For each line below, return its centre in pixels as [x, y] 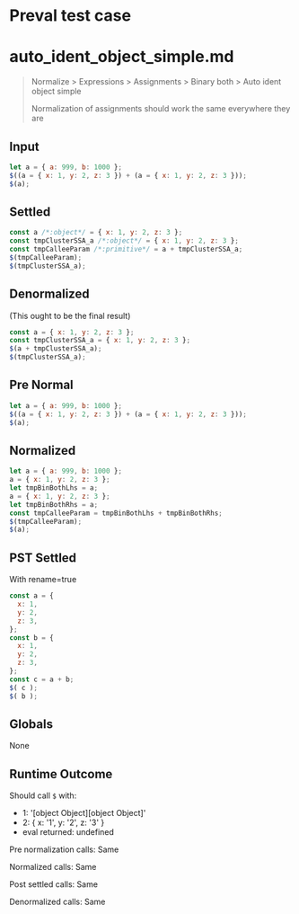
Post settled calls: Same [54, 884]
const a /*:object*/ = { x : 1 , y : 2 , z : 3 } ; [96, 233]
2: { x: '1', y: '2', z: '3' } [63, 822]
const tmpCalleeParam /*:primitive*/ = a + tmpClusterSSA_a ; [126, 249]
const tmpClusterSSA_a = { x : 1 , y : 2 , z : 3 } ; [100, 341]
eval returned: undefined [68, 832]
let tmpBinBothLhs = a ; [54, 488]
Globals [31, 724]
